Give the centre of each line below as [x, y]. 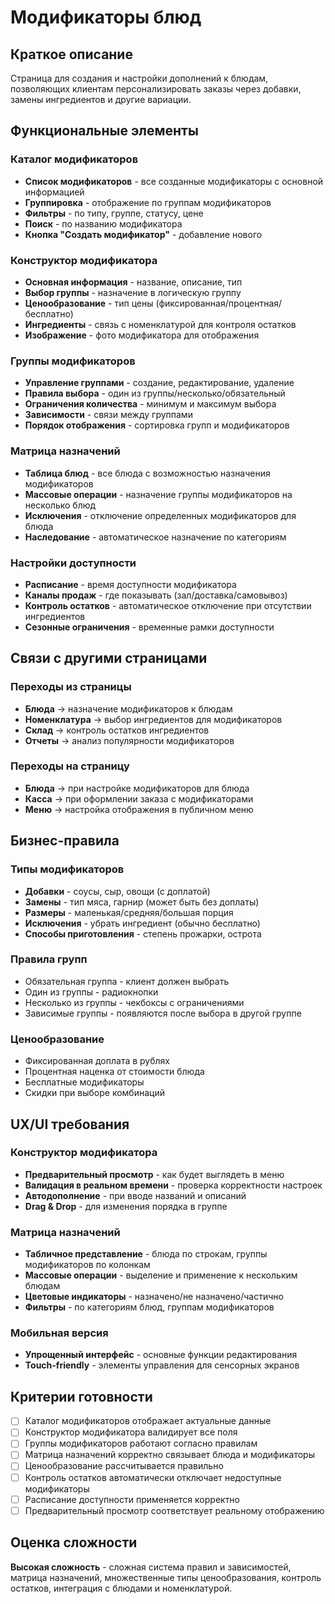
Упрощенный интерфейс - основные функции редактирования [161, 1355]
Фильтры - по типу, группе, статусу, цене [114, 213]
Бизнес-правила [65, 841]
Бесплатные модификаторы [84, 1082]
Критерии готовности [81, 1396]
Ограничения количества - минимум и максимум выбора [150, 404]
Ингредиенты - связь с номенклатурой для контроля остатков [160, 324]
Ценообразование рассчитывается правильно [124, 1466]
